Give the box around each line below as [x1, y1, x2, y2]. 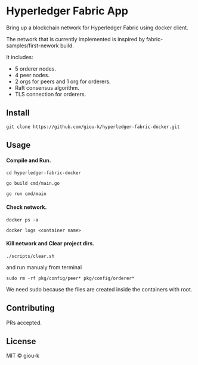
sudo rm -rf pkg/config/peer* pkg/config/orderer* [6, 275, 135, 281]
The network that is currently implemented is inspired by [6, 35, 145, 42]
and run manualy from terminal [6, 263, 82, 270]
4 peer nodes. [14, 71, 49, 78]
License [6, 336, 36, 346]
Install [6, 108, 30, 118]
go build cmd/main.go [6, 181, 60, 187]
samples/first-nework [6, 42, 60, 49]
